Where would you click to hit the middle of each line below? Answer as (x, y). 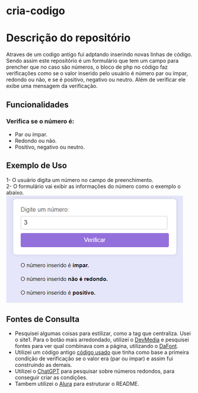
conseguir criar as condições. (51, 378)
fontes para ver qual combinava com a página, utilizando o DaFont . (97, 346)
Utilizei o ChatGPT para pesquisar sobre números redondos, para (95, 371)
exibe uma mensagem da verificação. (52, 86)
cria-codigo (36, 11)
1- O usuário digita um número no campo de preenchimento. (80, 180)
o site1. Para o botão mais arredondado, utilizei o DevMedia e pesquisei (102, 340)
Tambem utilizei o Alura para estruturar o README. (77, 384)
